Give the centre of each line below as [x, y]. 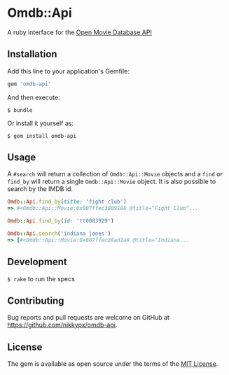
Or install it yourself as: [40, 123]
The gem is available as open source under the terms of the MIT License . [113, 364]
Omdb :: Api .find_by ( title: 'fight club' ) [67, 202]
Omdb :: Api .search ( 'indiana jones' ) [59, 234]
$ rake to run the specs [41, 278]
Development [37, 262]
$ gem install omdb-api [42, 136]
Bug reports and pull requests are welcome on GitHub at [89, 318]
